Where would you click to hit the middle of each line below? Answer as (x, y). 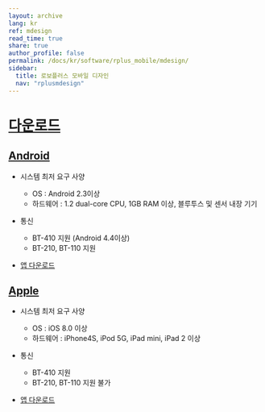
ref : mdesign (30, 31)
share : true (28, 46)
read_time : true (35, 38)
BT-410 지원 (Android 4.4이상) (81, 238)
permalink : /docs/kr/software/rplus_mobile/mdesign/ (99, 61)
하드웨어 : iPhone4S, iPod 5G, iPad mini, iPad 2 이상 (116, 339)
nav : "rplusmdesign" (50, 83)
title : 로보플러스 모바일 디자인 (62, 76)
